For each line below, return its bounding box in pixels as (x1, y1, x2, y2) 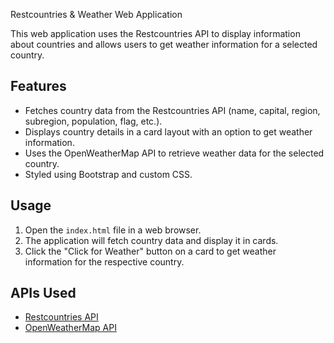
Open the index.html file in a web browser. (24, 224, 202, 236)
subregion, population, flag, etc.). (24, 115, 163, 127)
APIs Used (10, 285, 77, 302)
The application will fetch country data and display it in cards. (24, 234, 279, 246)
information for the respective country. (24, 255, 185, 268)
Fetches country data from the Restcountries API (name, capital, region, (24, 104, 321, 116)
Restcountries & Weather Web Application (10, 9, 183, 20)
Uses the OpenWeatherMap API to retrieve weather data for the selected (24, 147, 325, 159)
